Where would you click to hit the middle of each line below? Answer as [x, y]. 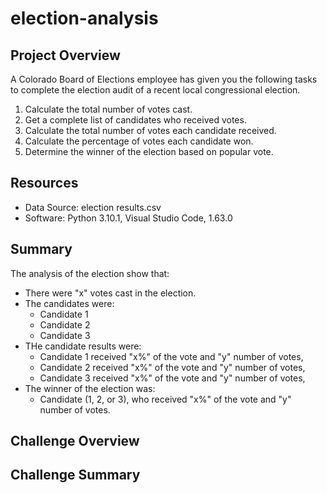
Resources [44, 183]
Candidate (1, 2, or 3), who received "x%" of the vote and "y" [165, 399]
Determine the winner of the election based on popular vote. [149, 151]
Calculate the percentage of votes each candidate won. [139, 141]
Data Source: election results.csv [93, 207]
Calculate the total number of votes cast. [108, 109]
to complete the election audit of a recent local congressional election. [155, 90]
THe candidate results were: [83, 346]
